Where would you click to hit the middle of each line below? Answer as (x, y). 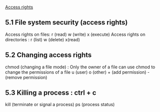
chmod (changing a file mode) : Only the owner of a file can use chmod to (80, 67)
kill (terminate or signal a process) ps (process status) (60, 105)
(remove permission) (26, 77)
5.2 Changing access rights (48, 55)
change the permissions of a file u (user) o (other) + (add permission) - (77, 72)
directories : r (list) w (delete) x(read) (43, 39)
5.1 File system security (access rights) (66, 22)
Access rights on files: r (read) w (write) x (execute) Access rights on (75, 34)
